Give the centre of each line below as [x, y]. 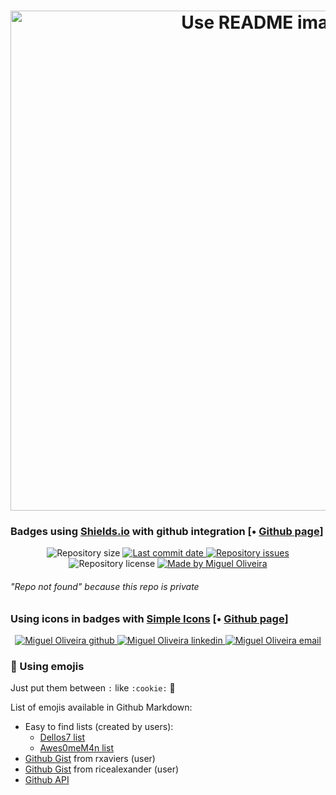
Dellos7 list [62, 737]
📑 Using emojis [47, 666]
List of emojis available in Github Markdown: [101, 707]
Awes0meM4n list [76, 748]
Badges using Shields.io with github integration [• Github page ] [167, 532]
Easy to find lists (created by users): [99, 727]
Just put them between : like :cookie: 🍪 [93, 688]
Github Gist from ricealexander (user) [102, 769]
